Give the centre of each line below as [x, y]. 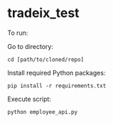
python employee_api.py [43, 112]
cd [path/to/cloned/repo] [45, 59]
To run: [18, 33]
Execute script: [29, 99]
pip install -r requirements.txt [57, 86]
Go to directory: [30, 46]
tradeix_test [43, 13]
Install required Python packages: [56, 73]
